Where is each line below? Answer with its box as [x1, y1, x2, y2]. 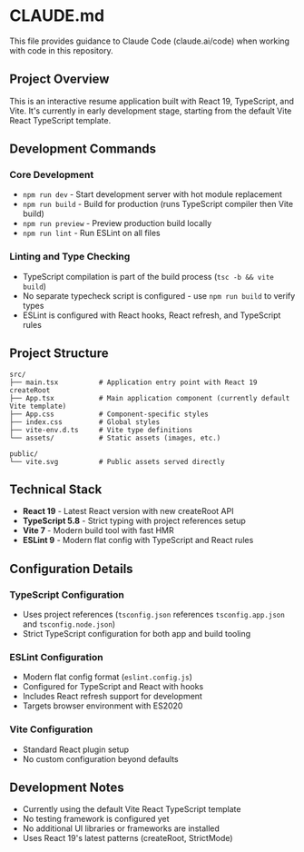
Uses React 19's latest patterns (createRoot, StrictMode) [22, 833, 233, 844]
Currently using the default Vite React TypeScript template [22, 804, 241, 815]
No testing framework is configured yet [22, 814, 170, 825]
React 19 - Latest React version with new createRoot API [22, 506, 234, 517]
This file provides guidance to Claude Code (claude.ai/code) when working [9, 35, 290, 46]
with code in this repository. [9, 45, 113, 55]
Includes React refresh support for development [22, 691, 202, 702]
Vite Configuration [9, 723, 93, 736]
